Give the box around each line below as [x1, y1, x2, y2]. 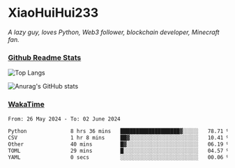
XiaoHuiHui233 [8, 5, 99, 21]
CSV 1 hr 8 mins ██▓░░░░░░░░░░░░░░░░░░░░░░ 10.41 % [8, 135, 230, 142]
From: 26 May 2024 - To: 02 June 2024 [8, 115, 121, 123]
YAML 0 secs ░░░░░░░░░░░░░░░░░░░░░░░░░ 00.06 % [8, 153, 230, 161]
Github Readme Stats [8, 52, 82, 62]
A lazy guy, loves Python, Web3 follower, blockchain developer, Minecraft [8, 28, 220, 36]
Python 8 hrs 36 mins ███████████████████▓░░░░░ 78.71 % [8, 128, 230, 135]
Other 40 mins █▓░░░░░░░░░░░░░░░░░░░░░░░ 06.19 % [8, 141, 230, 148]
